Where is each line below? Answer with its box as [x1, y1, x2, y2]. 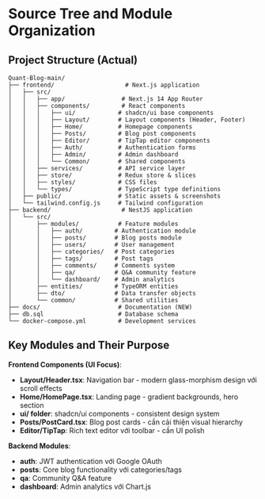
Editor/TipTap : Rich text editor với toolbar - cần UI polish [19, 425, 205, 435]
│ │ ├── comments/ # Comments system [8, 262, 176, 270]
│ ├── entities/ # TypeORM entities [8, 282, 179, 290]
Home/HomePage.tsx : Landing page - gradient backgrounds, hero [19, 392, 239, 401]
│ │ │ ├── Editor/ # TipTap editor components [8, 136, 211, 144]
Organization [8, 21, 96, 40]
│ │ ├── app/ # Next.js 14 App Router [8, 95, 203, 103]
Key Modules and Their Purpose [8, 339, 170, 352]
